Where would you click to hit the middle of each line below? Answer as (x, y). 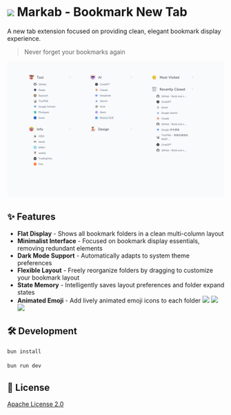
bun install (24, 351)
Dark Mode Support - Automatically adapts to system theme (103, 255)
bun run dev (24, 366)
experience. (24, 38)
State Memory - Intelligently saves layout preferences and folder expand (121, 284)
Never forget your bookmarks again (74, 52)
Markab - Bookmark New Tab (102, 12)
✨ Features (31, 217)
